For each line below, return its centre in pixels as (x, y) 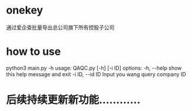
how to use (34, 52)
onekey (24, 10)
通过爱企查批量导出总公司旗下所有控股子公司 (60, 27)
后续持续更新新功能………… (73, 100)
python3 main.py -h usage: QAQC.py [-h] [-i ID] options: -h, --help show (94, 68)
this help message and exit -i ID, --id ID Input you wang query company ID (96, 74)
